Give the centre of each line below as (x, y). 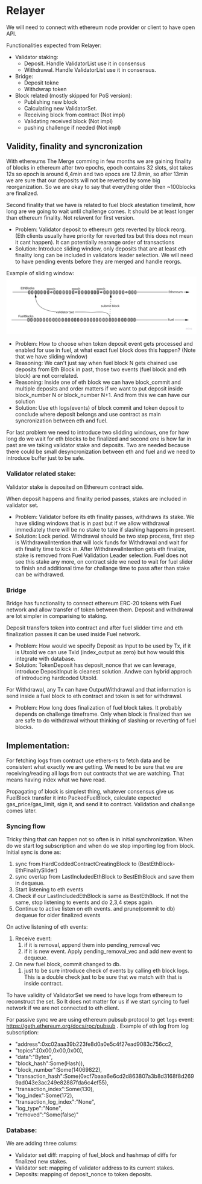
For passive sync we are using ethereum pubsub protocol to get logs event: (100, 1020)
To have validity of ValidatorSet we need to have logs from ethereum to (94, 995)
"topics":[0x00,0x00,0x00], (49, 1051)
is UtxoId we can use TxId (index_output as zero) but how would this (100, 652)
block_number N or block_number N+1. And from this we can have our (102, 395)
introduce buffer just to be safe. (46, 458)
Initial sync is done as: (34, 852)
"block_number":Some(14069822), (58, 1070)
